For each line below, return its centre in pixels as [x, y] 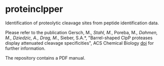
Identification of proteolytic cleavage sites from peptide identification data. [82, 23]
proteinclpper [34, 9]
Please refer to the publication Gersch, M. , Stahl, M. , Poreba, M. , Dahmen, [81, 32]
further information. [25, 48]
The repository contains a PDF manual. [45, 58]
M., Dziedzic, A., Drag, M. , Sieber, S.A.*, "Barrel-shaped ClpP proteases [79, 38]
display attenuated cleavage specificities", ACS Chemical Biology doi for [79, 43]
